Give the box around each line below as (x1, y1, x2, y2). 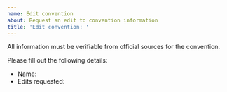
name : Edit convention (7, 10, 74, 18)
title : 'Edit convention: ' (7, 23, 90, 30)
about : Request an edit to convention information (7, 17, 158, 24)
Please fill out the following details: (7, 56, 108, 65)
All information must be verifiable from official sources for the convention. (7, 43, 221, 51)
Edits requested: (17, 77, 65, 86)
